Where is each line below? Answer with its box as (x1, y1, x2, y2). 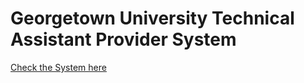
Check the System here (10, 61, 107, 73)
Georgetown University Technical (10, 7, 295, 30)
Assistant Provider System (10, 28, 237, 51)
